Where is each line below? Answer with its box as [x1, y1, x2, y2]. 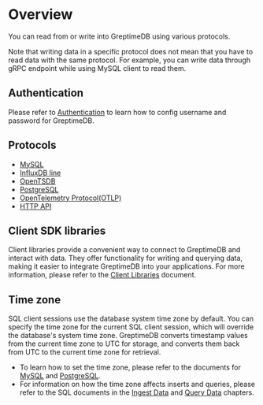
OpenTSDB [19, 176, 56, 186]
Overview [8, 6, 73, 24]
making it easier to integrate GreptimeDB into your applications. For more [8, 262, 246, 271]
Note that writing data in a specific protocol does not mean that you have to [8, 46, 254, 56]
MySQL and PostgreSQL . [19, 371, 101, 381]
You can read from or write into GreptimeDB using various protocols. [8, 32, 231, 41]
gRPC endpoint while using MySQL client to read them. [8, 63, 187, 72]
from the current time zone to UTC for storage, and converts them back [8, 339, 240, 348]
